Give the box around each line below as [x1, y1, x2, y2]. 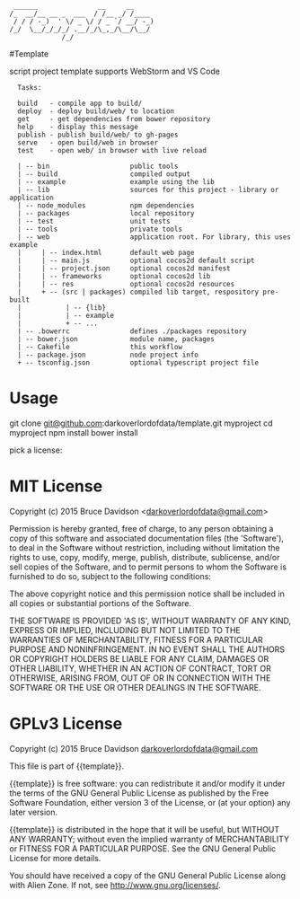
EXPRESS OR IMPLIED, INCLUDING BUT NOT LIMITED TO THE [9, 624, 241, 635]
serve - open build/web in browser [17, 138, 159, 147]
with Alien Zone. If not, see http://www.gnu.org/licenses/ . [9, 879, 222, 890]
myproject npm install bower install [9, 427, 138, 437]
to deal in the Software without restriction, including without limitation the [9, 542, 280, 553]
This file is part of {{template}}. [9, 761, 124, 771]
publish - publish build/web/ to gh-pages [17, 130, 179, 139]
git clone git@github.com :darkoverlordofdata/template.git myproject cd [9, 418, 273, 428]
